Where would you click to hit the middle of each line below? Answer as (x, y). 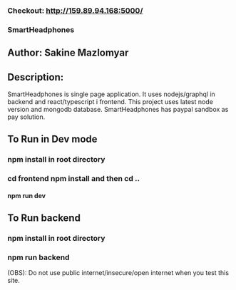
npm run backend (39, 257)
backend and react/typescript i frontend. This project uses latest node (111, 102)
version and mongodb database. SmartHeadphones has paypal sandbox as (118, 110)
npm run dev (27, 195)
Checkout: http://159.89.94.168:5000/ (75, 11)
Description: (36, 77)
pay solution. (26, 117)
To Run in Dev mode (52, 139)
